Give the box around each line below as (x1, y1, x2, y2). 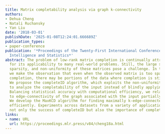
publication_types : (5, 39, 45, 44)
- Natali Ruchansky (5, 21, 45, 26)
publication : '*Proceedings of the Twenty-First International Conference (5, 48, 162, 53)
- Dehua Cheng (5, 16, 34, 21)
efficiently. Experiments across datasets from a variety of (9, 103, 137, 108)
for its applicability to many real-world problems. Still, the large (9, 62, 157, 67)
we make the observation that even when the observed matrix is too (9, 71, 153, 76)
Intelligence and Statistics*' (9, 53, 74, 58)
